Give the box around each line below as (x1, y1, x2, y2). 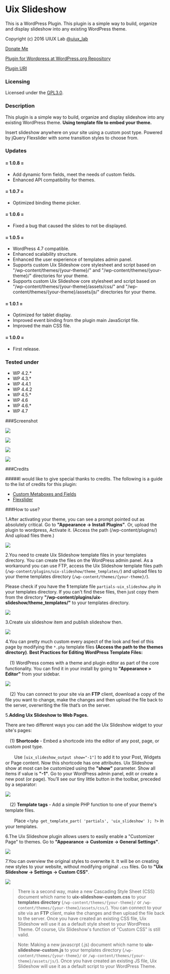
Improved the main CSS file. (12, 322, 71, 329)
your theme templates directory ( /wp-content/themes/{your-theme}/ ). (5, 573, 150, 579)
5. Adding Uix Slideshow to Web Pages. (5, 712, 89, 718)
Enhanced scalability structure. (12, 251, 78, 257)
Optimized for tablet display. (12, 312, 72, 318)
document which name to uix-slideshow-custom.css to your (17, 894, 146, 900)
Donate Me (5, 45, 28, 51)
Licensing (5, 78, 30, 85)
